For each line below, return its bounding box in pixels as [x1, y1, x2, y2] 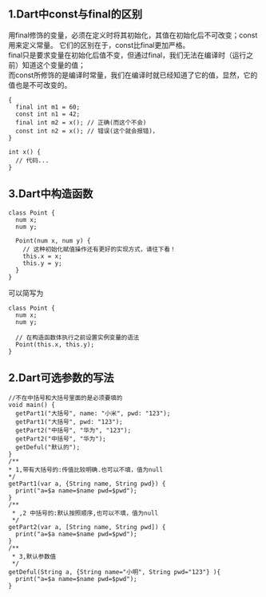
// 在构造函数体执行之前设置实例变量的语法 [15, 334, 140, 342]
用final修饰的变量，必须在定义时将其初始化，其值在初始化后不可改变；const [8, 30, 258, 40]
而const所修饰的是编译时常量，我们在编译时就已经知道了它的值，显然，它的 [8, 70, 258, 80]
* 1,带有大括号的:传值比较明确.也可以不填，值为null [8, 466, 164, 474]
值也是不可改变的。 [8, 80, 72, 89]
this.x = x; [22, 252, 62, 260]
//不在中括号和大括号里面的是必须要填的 [8, 394, 123, 402]
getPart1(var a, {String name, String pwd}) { [8, 480, 166, 488]
